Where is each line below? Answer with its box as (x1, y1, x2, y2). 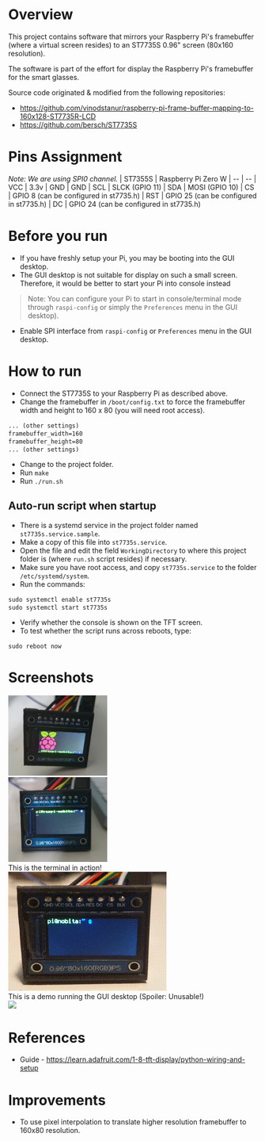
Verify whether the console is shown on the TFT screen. (19, 617, 203, 627)
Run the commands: (19, 579, 85, 588)
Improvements (8, 1091, 106, 1109)
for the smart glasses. (8, 72, 80, 82)
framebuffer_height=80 (8, 438, 83, 446)
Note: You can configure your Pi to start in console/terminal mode (27, 293, 242, 303)
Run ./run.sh (19, 476, 63, 485)
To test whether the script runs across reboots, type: (19, 626, 191, 635)
